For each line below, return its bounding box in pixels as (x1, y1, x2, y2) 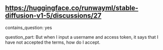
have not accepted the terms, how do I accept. (5, 39, 101, 45)
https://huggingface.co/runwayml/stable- (5, 4, 139, 12)
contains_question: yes (5, 25, 52, 30)
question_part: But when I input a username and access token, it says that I (5, 34, 159, 40)
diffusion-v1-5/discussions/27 (5, 12, 102, 20)
